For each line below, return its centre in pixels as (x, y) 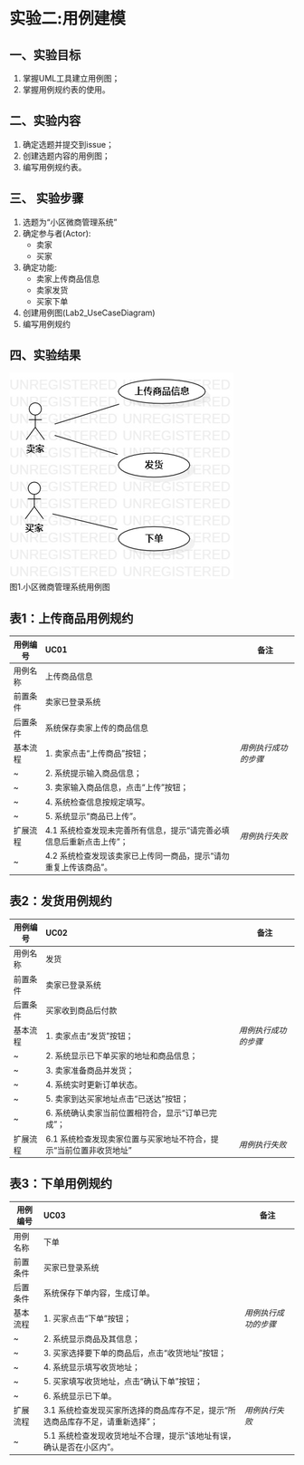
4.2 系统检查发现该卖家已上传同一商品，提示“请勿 (138, 856)
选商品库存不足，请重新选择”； (101, 1421)
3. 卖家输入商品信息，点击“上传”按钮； (117, 787)
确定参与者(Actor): (57, 233)
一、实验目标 (45, 55)
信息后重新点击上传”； (86, 842)
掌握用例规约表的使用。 (66, 90)
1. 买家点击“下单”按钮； (88, 1318)
